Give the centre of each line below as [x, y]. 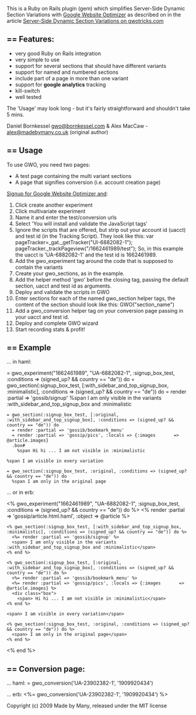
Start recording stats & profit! [50, 329]
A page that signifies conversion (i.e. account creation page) [88, 182]
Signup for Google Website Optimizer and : [57, 193]
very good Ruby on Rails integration [58, 53]
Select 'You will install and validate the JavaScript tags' [81, 223]
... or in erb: [20, 492]
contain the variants [39, 267]
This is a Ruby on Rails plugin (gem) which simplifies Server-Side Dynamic [96, 8]
